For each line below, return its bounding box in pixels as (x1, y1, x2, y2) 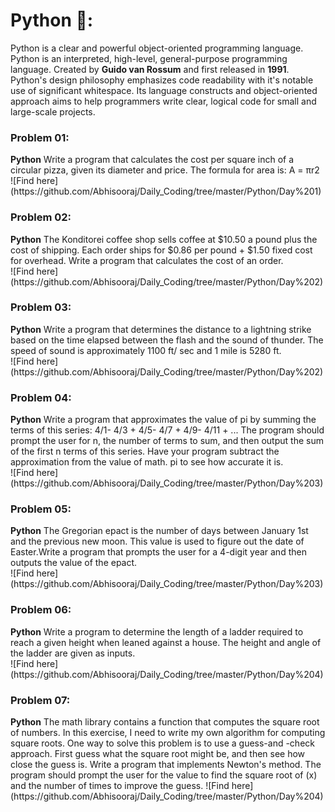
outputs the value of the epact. (10, 557, 138, 569)
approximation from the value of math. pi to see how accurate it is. (10, 456, 284, 468)
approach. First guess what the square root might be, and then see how (10, 748, 306, 760)
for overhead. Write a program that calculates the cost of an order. (10, 254, 284, 266)
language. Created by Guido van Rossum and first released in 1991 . (10, 63, 290, 75)
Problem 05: (10, 502, 72, 516)
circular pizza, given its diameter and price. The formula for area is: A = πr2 (10, 164, 320, 176)
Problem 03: (10, 300, 72, 314)
